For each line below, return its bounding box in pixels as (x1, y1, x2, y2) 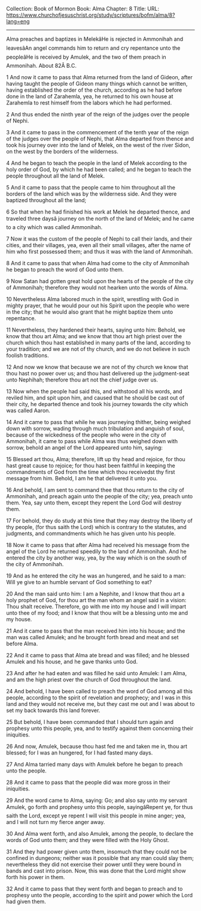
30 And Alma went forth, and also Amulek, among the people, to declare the (6, 830, 194, 837)
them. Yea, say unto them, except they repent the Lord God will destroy (6, 499, 182, 506)
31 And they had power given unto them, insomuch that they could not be (6, 848, 187, 855)
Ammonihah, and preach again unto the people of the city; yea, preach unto (6, 493, 193, 500)
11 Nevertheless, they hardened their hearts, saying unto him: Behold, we (6, 326, 185, 333)
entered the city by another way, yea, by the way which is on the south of (6, 554, 187, 561)
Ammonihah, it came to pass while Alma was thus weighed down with (6, 438, 178, 444)
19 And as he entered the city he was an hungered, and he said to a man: (6, 572, 186, 579)
